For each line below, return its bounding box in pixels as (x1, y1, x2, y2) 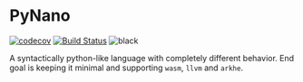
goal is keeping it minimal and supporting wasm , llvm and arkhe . (9, 62, 243, 73)
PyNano (9, 5, 71, 26)
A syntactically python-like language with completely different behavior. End (9, 52, 295, 63)
